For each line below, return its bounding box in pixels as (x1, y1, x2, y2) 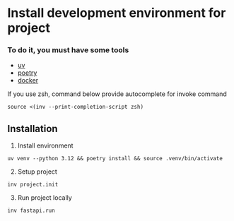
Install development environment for (7, 5, 226, 21)
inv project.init (7, 181, 59, 189)
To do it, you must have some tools (7, 45, 129, 55)
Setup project (17, 167, 58, 176)
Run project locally (17, 193, 72, 202)
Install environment (17, 141, 74, 150)
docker (17, 76, 39, 85)
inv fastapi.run (7, 207, 55, 215)
